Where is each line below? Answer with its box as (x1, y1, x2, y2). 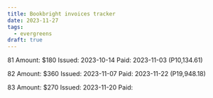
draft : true (7, 37, 43, 44)
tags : (7, 23, 23, 30)
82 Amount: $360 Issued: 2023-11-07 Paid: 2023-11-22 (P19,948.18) (7, 70, 206, 78)
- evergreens (13, 30, 53, 37)
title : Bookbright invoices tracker (7, 10, 116, 18)
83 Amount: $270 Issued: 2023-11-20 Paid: (7, 83, 133, 92)
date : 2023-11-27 (7, 17, 59, 24)
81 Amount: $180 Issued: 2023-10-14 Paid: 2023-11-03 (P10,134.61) (7, 56, 204, 64)
